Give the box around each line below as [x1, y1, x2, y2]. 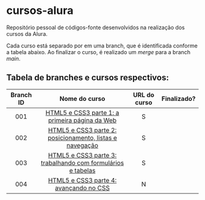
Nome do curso [59, 94, 106, 103]
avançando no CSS [54, 184, 110, 192]
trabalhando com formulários [40, 159, 124, 167]
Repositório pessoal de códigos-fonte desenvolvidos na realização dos [6, 24, 185, 31]
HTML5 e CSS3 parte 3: [48, 151, 117, 159]
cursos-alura [6, 4, 74, 18]
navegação [66, 141, 99, 150]
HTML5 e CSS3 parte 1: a [45, 108, 120, 117]
